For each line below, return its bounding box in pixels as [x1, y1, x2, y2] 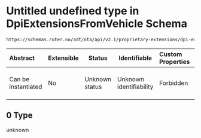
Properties [159, 57, 190, 66]
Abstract [9, 54, 35, 62]
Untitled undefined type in [6, 4, 139, 18]
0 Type [6, 111, 33, 121]
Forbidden [159, 79, 188, 87]
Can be [9, 75, 30, 83]
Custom [159, 50, 182, 58]
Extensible [47, 54, 79, 62]
